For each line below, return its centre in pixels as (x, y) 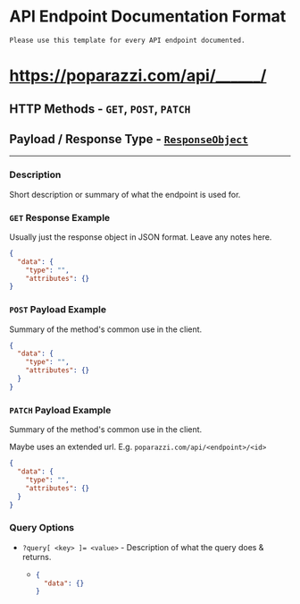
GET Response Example (60, 217)
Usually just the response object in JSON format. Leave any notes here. (141, 237)
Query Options (42, 528)
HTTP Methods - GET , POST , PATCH (100, 109)
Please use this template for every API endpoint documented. (127, 40)
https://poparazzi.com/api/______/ (138, 76)
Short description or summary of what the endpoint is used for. (125, 194)
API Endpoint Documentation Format (148, 17)
